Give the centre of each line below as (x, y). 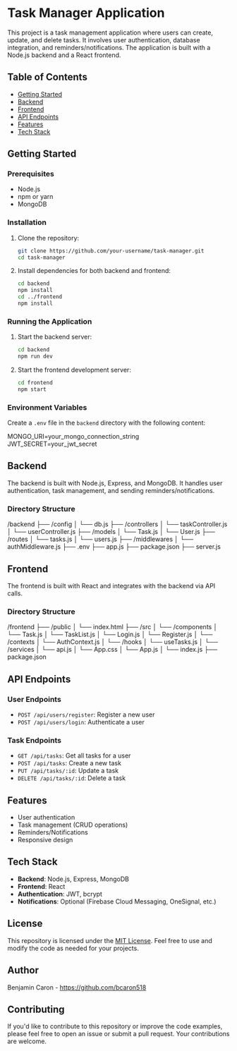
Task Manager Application (86, 13)
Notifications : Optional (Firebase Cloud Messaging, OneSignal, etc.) (117, 901)
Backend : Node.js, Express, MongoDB (73, 879)
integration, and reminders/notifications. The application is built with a (109, 47)
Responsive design (45, 840)
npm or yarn (35, 197)
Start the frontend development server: (74, 370)
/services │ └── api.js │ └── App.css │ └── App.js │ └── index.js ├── (113, 650)
